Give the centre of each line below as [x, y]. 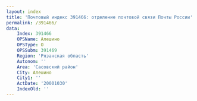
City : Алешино [34, 72]
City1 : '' [29, 78]
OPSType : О [30, 45]
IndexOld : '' [33, 89]
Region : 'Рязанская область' [53, 56]
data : [13, 28]
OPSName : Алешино [38, 39]
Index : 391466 [34, 34]
